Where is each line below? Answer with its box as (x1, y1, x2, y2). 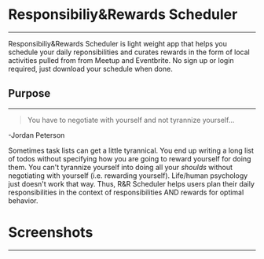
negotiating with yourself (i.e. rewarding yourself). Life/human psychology (8, 171, 248, 180)
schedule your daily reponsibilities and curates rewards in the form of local (8, 47, 250, 57)
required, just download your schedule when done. (8, 64, 173, 73)
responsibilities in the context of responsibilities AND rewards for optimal (8, 187, 244, 197)
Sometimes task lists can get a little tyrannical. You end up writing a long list (8, 146, 254, 155)
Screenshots (8, 223, 93, 241)
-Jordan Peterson (8, 130, 65, 139)
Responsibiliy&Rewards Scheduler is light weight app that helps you (8, 39, 228, 48)
